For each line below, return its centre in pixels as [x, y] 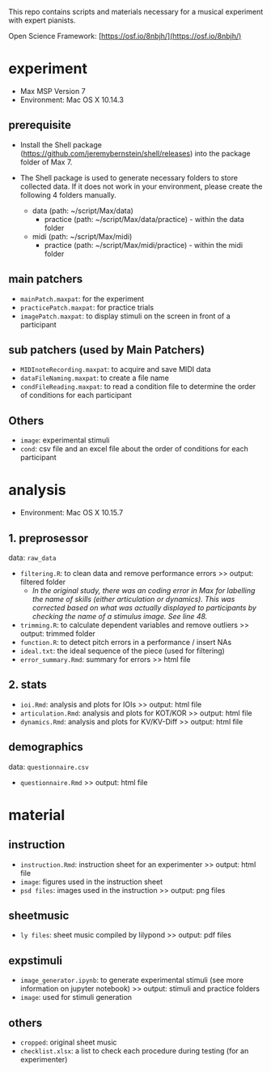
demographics [46, 747]
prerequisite [40, 125]
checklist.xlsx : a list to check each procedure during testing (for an [134, 1051]
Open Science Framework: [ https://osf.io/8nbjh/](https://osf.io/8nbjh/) [125, 36]
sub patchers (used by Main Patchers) [107, 350]
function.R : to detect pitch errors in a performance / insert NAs [126, 642]
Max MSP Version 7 [53, 91]
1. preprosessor [49, 538]
